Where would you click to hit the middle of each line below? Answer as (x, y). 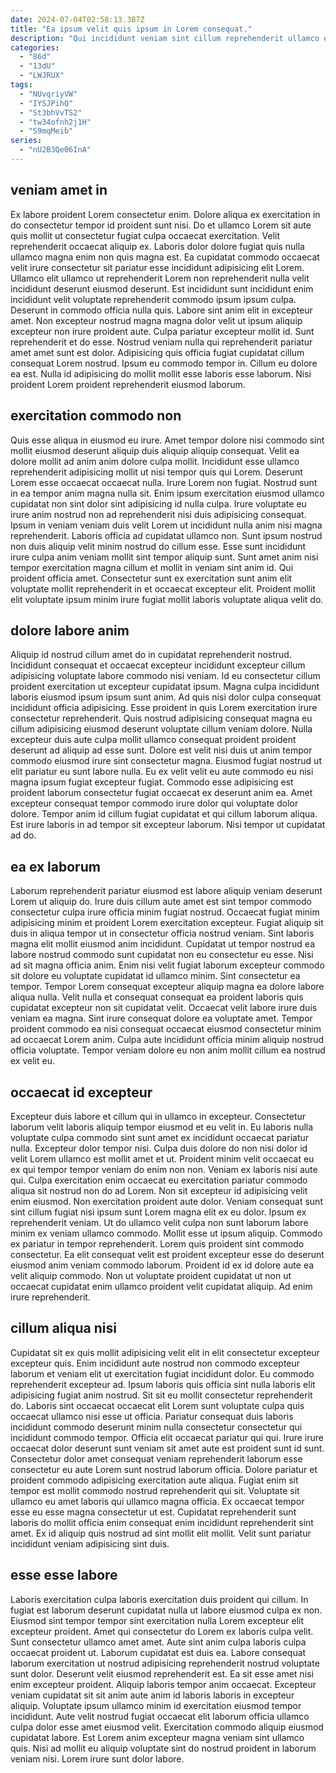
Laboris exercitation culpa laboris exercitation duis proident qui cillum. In (159, 1599)
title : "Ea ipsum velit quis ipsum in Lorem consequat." (131, 29)
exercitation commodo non (96, 416)
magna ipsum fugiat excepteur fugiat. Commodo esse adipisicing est (152, 782)
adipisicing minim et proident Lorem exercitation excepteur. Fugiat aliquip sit (167, 923)
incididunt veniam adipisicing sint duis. (90, 1543)
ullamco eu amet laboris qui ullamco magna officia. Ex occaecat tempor (157, 1501)
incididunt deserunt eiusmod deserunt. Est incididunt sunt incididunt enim (162, 288)
